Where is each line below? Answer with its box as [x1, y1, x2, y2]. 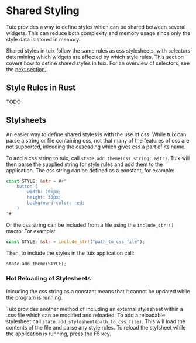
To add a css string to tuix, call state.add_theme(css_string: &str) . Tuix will [6, 154, 190, 161]
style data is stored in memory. [6, 36, 81, 43]
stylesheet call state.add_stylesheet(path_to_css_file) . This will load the [6, 317, 185, 325]
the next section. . [6, 65, 48, 72]
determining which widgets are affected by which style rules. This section [6, 53, 184, 60]
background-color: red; [27, 200, 85, 206]
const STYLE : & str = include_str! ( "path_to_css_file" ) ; [6, 238, 145, 245]
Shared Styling [6, 4, 80, 18]
